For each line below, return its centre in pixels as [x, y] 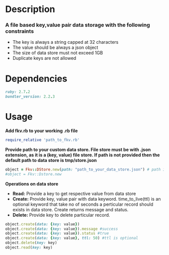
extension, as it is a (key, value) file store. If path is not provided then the [82, 155]
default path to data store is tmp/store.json [51, 160]
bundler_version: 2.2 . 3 [30, 97]
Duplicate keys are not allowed [44, 58]
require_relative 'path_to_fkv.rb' [43, 140]
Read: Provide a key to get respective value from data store [74, 193]
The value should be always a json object [55, 48]
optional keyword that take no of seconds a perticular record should [83, 204]
